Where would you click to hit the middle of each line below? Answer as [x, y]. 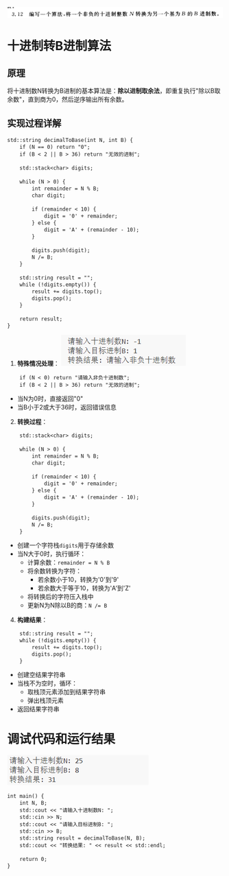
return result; [41, 319]
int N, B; [34, 803]
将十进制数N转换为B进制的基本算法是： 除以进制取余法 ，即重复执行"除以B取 [114, 91]
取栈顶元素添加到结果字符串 [67, 692]
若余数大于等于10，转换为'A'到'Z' [84, 588]
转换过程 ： [32, 422]
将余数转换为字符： [55, 571]
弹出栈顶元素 [45, 700]
